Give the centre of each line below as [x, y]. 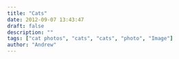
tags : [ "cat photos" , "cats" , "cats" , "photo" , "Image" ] [90, 39]
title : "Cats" [27, 13]
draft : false [26, 26]
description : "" [30, 32]
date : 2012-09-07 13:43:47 [46, 20]
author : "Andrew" [32, 45]
